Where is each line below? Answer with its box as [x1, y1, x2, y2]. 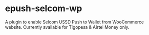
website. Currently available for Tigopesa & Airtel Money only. [5, 24, 129, 30]
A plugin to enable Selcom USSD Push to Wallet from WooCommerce [5, 19, 144, 25]
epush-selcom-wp [5, 3, 82, 14]
